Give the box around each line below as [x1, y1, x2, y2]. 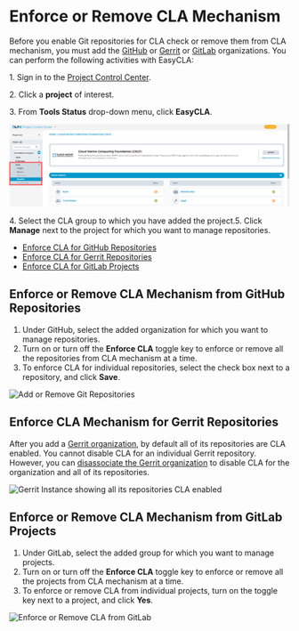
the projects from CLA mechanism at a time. [21, 576, 184, 587]
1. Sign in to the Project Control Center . [9, 71, 151, 82]
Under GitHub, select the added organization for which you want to [21, 324, 269, 335]
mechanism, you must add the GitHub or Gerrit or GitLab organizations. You [9, 44, 287, 55]
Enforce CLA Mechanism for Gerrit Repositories [9, 415, 279, 430]
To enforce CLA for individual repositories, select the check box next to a [21, 362, 291, 373]
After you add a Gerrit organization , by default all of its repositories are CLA [9, 438, 287, 449]
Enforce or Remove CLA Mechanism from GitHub [9, 287, 286, 302]
